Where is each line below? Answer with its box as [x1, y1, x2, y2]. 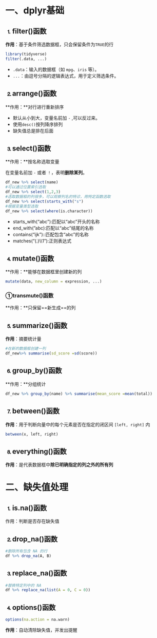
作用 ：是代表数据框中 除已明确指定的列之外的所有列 [5, 462, 113, 468]
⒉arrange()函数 [5, 89, 57, 98]
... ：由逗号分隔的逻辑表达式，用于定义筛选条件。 [12, 72, 119, 79]
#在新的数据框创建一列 [5, 346, 46, 351]
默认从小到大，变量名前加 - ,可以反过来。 [12, 115, 100, 121]
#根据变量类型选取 [5, 203, 38, 209]
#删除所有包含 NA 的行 [5, 549, 48, 554]
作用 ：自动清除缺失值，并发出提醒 [5, 627, 77, 633]
